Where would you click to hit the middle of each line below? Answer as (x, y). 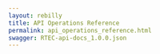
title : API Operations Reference (64, 23)
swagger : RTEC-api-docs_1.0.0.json (68, 38)
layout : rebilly (35, 15)
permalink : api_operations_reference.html (80, 30)
